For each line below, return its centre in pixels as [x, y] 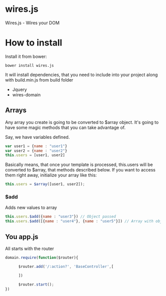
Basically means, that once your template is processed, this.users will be [79, 165]
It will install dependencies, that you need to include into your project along [82, 75]
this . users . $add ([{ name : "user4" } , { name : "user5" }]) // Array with [79, 221]
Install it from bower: [26, 56]
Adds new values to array [31, 208]
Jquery [20, 89]
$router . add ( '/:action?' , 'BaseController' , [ [66, 266]
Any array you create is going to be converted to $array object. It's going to [82, 122]
